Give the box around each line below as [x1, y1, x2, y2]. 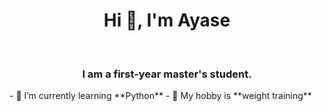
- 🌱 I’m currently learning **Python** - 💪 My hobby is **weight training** [9, 90, 312, 102]
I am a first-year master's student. [82, 67, 252, 81]
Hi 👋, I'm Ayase [103, 9, 231, 32]
